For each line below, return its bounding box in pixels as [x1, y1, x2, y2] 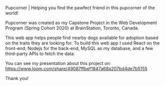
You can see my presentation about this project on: [5, 60, 112, 66]
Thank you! [5, 75, 29, 81]
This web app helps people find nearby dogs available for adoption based [5, 35, 159, 40]
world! [5, 10, 19, 16]
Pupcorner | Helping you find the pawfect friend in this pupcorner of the [5, 5, 155, 10]
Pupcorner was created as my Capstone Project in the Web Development [5, 20, 157, 25]
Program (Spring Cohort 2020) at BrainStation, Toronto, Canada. [5, 25, 139, 31]
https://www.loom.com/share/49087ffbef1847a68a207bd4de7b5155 [5, 65, 148, 71]
